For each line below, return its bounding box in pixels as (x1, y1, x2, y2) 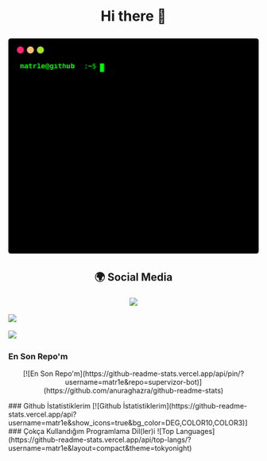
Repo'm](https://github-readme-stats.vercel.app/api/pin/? (55, 369, 245, 378)
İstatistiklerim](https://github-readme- (122, 401, 248, 410)
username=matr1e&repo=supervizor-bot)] (64, 378, 203, 386)
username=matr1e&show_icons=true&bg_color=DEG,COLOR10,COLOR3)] (8, 418, 248, 428)
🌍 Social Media (94, 270, 173, 284)
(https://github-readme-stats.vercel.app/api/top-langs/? (8, 435, 192, 444)
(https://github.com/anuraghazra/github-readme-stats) (43, 385, 224, 395)
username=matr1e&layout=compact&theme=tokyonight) (8, 444, 192, 452)
